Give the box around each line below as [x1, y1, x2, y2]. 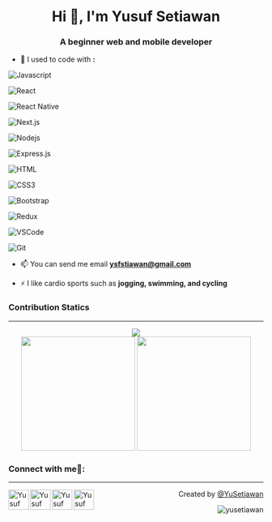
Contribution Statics [8, 302, 90, 313]
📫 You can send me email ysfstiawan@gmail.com [19, 259, 192, 269]
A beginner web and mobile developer [59, 36, 213, 48]
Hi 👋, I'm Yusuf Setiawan [51, 7, 221, 26]
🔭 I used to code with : [19, 54, 96, 64]
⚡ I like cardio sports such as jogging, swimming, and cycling [19, 279, 228, 289]
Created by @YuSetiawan [178, 490, 264, 499]
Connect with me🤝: [8, 463, 86, 474]
